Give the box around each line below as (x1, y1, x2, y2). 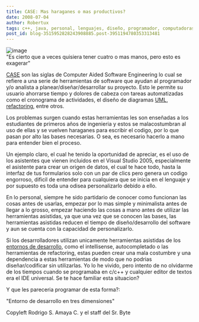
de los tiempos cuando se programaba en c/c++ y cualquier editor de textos (6, 268, 192, 276)
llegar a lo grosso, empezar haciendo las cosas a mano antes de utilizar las (6, 206, 190, 213)
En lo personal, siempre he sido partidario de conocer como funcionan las (6, 194, 187, 201)
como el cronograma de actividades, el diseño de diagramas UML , (6, 96, 168, 104)
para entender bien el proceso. (6, 139, 82, 146)
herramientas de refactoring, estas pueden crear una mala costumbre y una (6, 250, 191, 257)
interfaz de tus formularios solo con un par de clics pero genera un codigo (6, 170, 188, 177)
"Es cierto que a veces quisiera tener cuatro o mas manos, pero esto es (6, 53, 181, 60)
